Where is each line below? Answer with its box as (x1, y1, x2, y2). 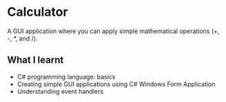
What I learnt (7, 54, 64, 66)
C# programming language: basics (17, 72, 116, 81)
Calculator (7, 4, 68, 20)
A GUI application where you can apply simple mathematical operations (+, (7, 27, 220, 35)
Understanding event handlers (17, 87, 104, 95)
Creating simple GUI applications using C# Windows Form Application (17, 80, 216, 88)
